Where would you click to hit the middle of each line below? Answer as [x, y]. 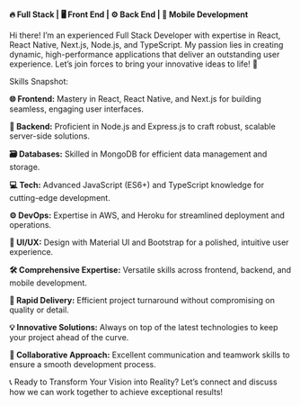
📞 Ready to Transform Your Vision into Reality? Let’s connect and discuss [143, 382]
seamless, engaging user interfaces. [76, 109]
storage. [25, 167]
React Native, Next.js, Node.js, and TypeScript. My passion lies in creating [146, 45]
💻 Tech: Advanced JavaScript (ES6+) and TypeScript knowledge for [137, 185]
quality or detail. [39, 310]
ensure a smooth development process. [83, 364]
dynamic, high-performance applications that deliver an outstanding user [145, 54]
